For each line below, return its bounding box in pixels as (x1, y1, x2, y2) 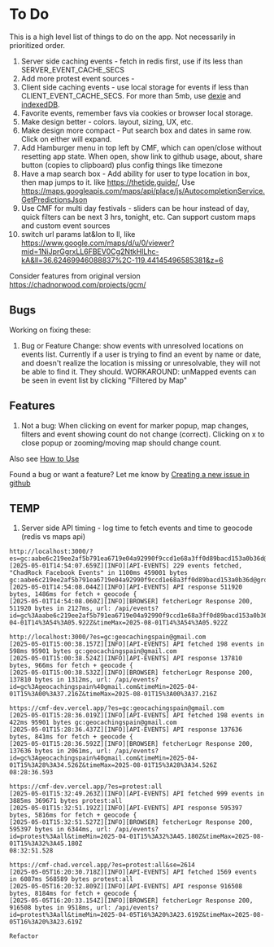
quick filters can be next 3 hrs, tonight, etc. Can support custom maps (20, 212, 256, 221)
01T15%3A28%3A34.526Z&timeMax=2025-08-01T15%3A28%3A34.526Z (9, 761, 218, 769)
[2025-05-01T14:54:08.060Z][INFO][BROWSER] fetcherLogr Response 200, (9, 598, 254, 606)
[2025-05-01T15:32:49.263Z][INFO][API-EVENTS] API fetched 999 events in (9, 790, 265, 798)
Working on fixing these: (9, 325, 92, 335)
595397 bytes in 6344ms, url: (9, 826, 112, 834)
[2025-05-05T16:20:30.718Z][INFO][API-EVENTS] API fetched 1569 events (9, 868, 257, 876)
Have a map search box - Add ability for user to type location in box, (20, 169, 250, 178)
